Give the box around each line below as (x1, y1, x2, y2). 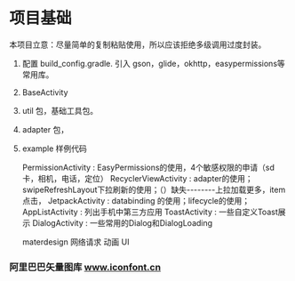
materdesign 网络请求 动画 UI (21, 237, 130, 247)
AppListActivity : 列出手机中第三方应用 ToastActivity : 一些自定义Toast (21, 206, 278, 217)
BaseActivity (21, 86, 68, 98)
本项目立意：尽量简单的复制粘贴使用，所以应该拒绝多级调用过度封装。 (9, 39, 267, 50)
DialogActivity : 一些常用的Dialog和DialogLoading (32, 217, 213, 228)
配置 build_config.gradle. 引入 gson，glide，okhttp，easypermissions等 (21, 58, 286, 68)
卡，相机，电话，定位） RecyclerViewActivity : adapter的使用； (21, 173, 253, 183)
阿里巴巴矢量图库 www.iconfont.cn (9, 261, 162, 273)
